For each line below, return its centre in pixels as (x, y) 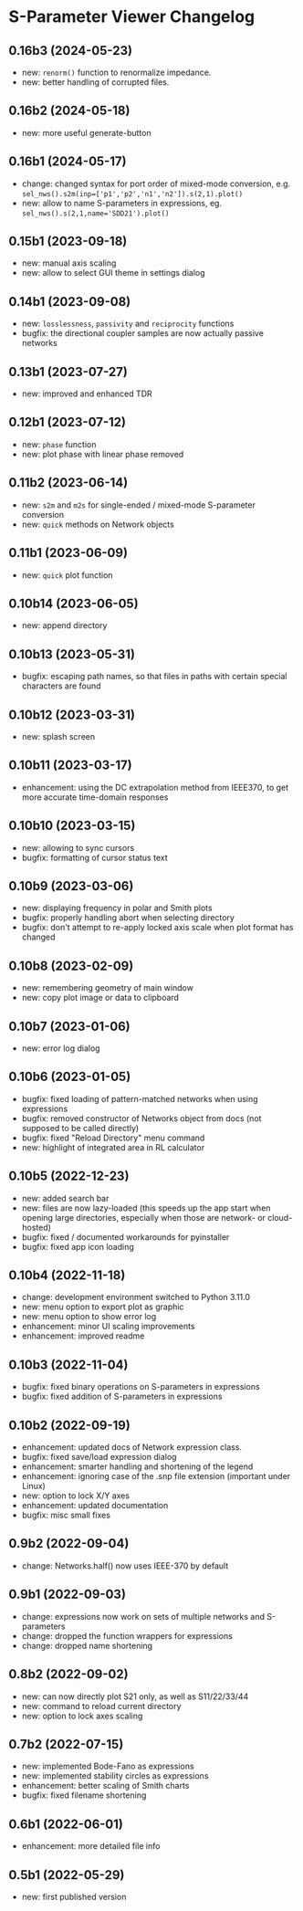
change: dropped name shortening (87, 1645)
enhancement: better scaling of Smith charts (105, 1786)
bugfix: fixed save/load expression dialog (99, 1457)
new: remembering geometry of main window (107, 988)
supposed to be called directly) (80, 1128)
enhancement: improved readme (83, 1336)
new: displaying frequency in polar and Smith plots (117, 908)
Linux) (34, 1486)
